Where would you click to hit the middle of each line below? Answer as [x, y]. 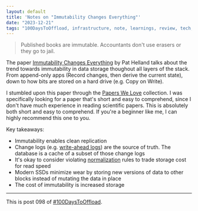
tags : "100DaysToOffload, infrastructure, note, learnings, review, [92, 28]
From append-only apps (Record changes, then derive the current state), [95, 75]
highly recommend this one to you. [48, 118]
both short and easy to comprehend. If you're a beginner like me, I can [92, 112]
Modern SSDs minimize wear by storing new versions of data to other [99, 173]
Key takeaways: [25, 129]
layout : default [26, 12]
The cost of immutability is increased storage [70, 185]
